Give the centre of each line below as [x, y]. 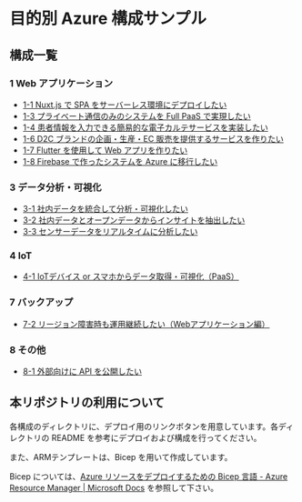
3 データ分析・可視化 [55, 187]
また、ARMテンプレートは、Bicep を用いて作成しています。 [121, 457]
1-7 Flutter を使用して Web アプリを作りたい [105, 150]
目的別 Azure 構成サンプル [108, 19]
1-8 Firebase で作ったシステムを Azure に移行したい [120, 161]
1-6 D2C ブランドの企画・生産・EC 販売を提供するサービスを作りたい [153, 138]
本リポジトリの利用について [87, 402]
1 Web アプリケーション [61, 83]
